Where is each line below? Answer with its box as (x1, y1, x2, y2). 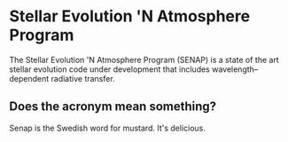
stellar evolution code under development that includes (9, 64, 211, 75)
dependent (9, 73, 50, 83)
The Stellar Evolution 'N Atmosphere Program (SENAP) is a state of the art (9, 54, 279, 65)
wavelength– (211, 64, 259, 75)
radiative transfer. (51, 73, 115, 83)
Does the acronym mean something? (9, 99, 217, 114)
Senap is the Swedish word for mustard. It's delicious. (9, 122, 206, 133)
